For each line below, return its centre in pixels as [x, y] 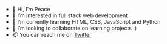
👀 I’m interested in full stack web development [70, 15]
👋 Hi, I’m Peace [31, 9]
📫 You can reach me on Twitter [52, 35]
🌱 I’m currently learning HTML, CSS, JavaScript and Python [86, 22]
